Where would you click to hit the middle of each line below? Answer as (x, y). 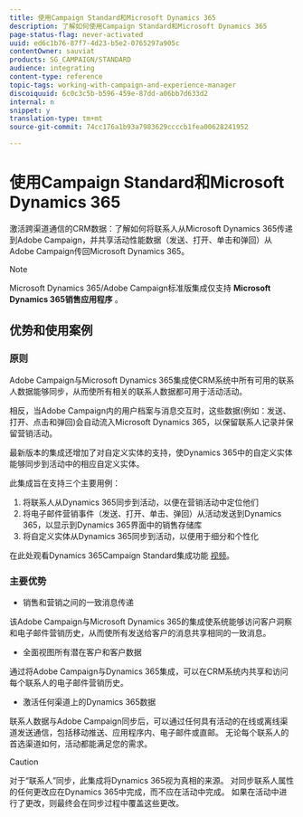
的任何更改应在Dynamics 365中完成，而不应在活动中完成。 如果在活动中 (144, 792)
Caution (24, 762)
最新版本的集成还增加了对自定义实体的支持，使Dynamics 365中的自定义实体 (151, 452)
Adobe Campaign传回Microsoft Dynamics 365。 (99, 251)
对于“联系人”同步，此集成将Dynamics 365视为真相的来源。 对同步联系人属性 (151, 780)
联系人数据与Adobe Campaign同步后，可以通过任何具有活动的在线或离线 (145, 721)
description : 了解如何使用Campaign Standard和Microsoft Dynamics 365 (138, 26)
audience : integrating (52, 69)
